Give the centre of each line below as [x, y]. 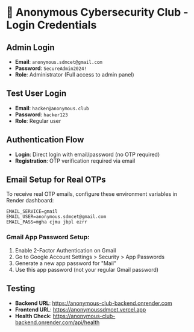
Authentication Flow [45, 140]
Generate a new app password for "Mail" [66, 263]
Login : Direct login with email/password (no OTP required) [87, 154]
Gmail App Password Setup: [48, 237]
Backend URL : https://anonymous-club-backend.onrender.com [94, 303]
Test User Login [36, 94]
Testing [21, 289]
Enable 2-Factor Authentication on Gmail [65, 250]
